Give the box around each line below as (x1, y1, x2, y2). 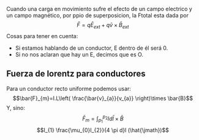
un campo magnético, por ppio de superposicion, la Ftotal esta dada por (6, 12, 189, 19)
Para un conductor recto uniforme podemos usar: (6, 85, 132, 92)
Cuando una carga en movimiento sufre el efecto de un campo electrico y (6, 6, 193, 12)
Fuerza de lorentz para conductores (6, 69, 146, 79)
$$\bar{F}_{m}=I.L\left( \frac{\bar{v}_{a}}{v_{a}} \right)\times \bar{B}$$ (12, 95, 193, 102)
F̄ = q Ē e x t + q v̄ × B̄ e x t (77, 21, 129, 30)
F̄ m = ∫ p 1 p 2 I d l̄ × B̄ (82, 114, 124, 125)
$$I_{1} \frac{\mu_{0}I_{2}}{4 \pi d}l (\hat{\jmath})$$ (36, 126, 170, 134)
